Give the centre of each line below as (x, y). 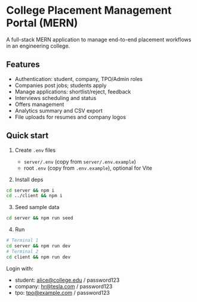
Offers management (39, 104)
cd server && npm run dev (38, 246)
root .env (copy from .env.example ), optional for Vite (88, 168)
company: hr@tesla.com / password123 (64, 286)
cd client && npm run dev (38, 257)
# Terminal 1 (22, 241)
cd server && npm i (30, 190)
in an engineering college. (38, 46)
